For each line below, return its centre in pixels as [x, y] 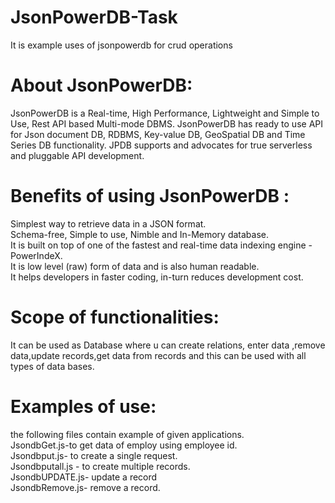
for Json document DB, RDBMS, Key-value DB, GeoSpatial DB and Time [158, 134]
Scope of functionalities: [115, 317]
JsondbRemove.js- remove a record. [85, 487]
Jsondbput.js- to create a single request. [94, 455]
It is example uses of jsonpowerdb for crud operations [121, 45]
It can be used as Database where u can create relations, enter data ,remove [168, 345]
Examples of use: [83, 406]
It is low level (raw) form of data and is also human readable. [135, 266]
